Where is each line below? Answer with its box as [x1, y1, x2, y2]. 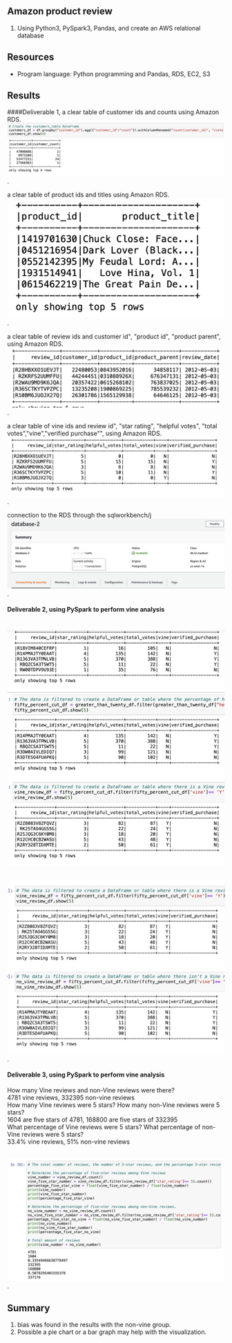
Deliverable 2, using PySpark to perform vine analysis [7, 605, 165, 614]
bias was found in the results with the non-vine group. [17, 1321, 171, 1329]
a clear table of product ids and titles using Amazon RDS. [7, 190, 170, 199]
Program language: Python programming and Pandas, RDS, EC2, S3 [17, 69, 211, 78]
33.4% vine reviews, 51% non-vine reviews [7, 1138, 130, 1146]
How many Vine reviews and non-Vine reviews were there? [7, 1086, 175, 1094]
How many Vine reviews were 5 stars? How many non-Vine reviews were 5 [7, 1100, 220, 1109]
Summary [7, 1302, 50, 1314]
